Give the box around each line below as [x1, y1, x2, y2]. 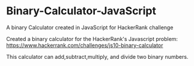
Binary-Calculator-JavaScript [6, 4, 156, 18]
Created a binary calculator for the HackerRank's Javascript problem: [6, 35, 178, 42]
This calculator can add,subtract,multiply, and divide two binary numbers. [6, 53, 189, 60]
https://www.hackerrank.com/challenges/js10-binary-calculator [6, 42, 163, 49]
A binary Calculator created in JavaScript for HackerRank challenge [6, 24, 174, 31]
